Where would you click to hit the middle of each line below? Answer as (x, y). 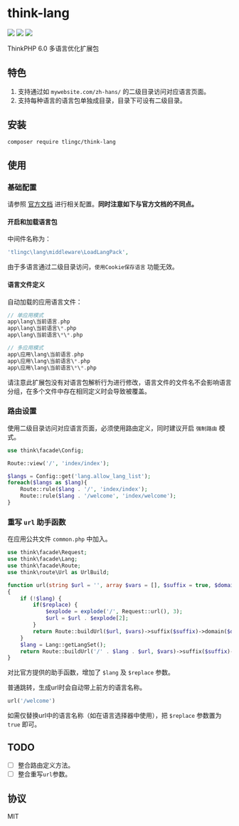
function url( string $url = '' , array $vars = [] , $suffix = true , (110, 585)
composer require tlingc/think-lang (62, 142)
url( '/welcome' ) (31, 701)
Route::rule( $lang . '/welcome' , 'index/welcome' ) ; (98, 496)
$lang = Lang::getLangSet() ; (63, 645)
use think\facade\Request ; (47, 553)
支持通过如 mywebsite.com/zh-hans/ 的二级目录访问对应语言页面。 (114, 91)
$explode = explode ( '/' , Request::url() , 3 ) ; (114, 612)
